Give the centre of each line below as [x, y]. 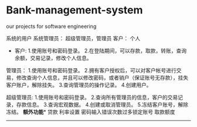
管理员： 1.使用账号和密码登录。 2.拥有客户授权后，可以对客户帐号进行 [91, 70]
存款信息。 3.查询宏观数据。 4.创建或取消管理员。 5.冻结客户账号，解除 [102, 104]
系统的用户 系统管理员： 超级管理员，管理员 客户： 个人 [73, 38]
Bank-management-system [74, 10]
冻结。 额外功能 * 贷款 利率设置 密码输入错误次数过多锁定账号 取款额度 [91, 112]
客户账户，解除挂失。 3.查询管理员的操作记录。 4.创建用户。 [79, 84]
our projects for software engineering [51, 26]
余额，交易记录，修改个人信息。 [53, 58]
